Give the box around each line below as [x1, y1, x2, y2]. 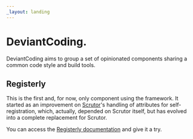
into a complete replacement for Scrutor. [6, 114, 108, 121]
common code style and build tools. [6, 61, 96, 68]
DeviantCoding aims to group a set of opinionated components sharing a [6, 55, 188, 62]
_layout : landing [6, 8, 50, 15]
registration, [6, 108, 36, 115]
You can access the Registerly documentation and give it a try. [6, 126, 162, 133]
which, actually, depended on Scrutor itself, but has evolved [37, 108, 187, 115]
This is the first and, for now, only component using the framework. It [6, 95, 178, 102]
